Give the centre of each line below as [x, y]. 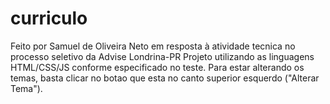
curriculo [49, 18]
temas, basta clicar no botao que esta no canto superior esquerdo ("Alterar [165, 78]
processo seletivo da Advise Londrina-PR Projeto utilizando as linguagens [162, 56]
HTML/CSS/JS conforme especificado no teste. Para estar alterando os [157, 67]
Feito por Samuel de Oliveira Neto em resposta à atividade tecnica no [153, 46]
